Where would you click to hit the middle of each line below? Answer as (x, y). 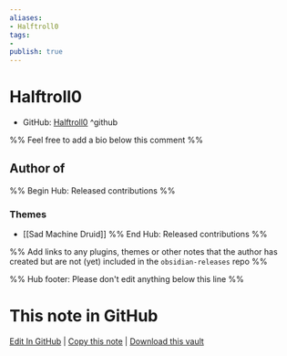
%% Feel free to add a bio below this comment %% (106, 140)
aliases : (26, 18)
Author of (37, 168)
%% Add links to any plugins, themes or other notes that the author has (143, 252)
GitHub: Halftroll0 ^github (70, 122)
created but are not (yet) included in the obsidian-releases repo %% (138, 262)
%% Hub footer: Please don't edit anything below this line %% (127, 279)
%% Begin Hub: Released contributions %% (92, 190)
